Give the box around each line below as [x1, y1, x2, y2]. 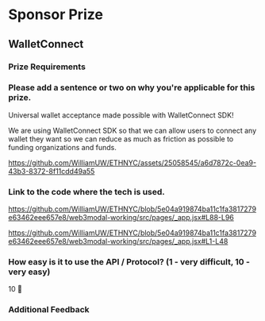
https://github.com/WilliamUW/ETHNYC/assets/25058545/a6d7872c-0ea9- [8, 157, 256, 168]
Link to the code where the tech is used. [8, 186, 165, 197]
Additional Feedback [8, 304, 90, 315]
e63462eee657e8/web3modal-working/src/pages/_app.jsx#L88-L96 [8, 213, 234, 222]
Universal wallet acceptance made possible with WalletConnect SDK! [8, 110, 234, 120]
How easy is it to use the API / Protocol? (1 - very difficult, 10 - [8, 257, 250, 268]
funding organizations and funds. [8, 142, 117, 152]
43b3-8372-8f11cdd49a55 [8, 166, 95, 176]
